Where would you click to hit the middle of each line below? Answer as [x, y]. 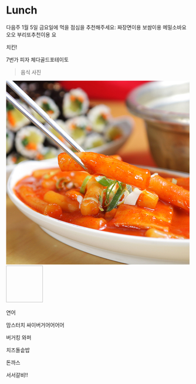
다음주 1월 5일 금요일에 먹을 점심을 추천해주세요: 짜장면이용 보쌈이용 [84, 27]
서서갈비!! [17, 375]
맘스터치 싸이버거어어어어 [35, 325]
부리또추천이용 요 [37, 34]
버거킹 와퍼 [19, 337]
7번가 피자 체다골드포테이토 [38, 59]
